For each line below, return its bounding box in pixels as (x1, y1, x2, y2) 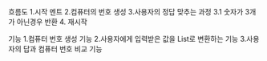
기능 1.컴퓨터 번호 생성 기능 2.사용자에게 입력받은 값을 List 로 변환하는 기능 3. (8, 35, 247, 43)
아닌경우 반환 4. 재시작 (16, 17, 88, 26)
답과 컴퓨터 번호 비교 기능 (22, 44, 103, 54)
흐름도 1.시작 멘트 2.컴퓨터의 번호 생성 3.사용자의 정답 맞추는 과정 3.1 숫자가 (8, 7, 244, 16)
